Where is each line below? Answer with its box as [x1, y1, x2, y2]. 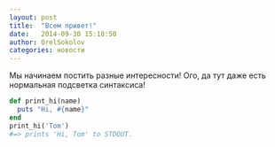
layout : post [9, 12, 58, 22]
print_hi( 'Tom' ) [9, 121, 69, 130]
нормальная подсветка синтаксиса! [9, 80, 146, 90]
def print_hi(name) [9, 97, 82, 106]
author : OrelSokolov [9, 37, 86, 47]
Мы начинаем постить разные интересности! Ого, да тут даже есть [9, 70, 266, 81]
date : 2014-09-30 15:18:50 [9, 29, 117, 38]
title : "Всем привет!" [9, 21, 98, 30]
